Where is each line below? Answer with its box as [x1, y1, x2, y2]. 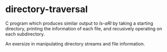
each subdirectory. [5, 31, 45, 37]
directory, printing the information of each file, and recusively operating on [5, 25, 162, 31]
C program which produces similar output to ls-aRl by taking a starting [5, 20, 153, 26]
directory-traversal [5, 4, 88, 15]
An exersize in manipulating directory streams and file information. [5, 40, 146, 46]
